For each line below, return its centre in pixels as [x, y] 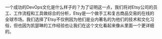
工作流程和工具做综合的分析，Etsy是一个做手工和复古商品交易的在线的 [84, 13]
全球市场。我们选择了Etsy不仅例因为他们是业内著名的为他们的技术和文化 [78, 19]
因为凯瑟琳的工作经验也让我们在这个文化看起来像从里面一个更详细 [88, 25]
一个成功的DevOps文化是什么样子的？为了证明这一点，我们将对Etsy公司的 [79, 7]
